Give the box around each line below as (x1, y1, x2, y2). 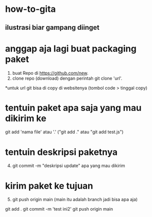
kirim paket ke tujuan (5, 180, 93, 191)
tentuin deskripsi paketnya (5, 146, 118, 158)
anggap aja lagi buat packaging (5, 43, 137, 54)
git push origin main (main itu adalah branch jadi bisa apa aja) (12, 197, 138, 203)
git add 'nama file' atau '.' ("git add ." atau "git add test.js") (5, 129, 124, 135)
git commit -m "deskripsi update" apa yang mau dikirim (12, 163, 125, 169)
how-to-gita (5, 3, 56, 15)
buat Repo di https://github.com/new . (12, 70, 89, 76)
